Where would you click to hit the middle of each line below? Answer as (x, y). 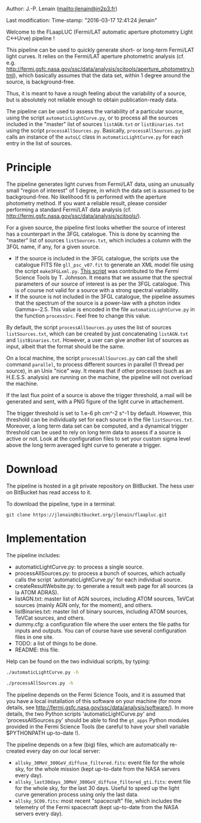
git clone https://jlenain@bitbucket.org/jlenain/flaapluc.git (87, 515)
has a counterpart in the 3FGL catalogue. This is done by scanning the (93, 234)
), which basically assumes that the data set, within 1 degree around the (102, 75)
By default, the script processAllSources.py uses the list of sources (89, 327)
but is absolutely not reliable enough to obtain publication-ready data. (92, 100)
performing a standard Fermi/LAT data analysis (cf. (69, 209)
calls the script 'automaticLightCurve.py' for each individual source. (98, 579)
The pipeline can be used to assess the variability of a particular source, (95, 111)
